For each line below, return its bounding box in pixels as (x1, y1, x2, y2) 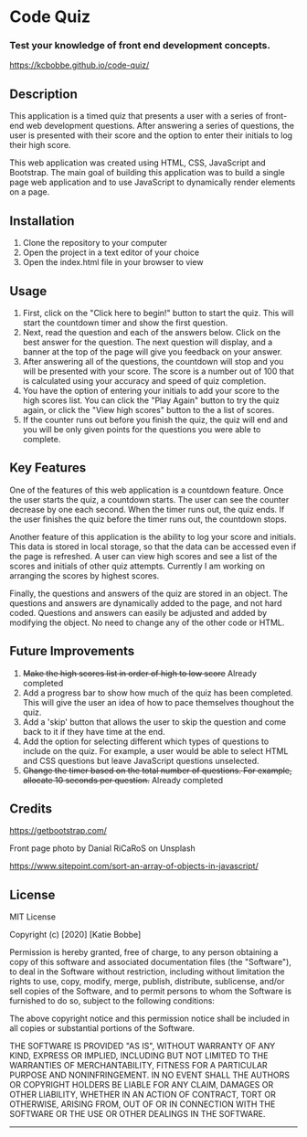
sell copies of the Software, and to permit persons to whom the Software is (9, 985, 292, 997)
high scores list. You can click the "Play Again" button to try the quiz (22, 395, 281, 406)
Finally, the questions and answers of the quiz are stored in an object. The (9, 588, 288, 599)
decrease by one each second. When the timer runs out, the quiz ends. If (9, 504, 285, 515)
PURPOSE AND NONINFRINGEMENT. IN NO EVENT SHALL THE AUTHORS (9, 1069, 291, 1080)
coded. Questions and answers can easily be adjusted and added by (9, 607, 268, 618)
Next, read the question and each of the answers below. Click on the (22, 326, 281, 337)
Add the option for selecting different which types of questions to (22, 736, 270, 747)
